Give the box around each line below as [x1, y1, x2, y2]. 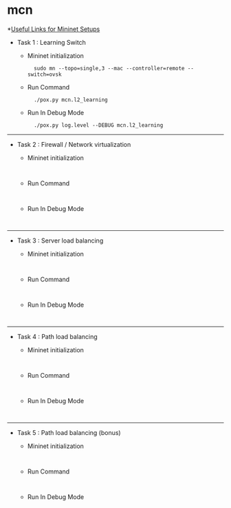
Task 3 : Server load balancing [16, 236, 104, 245]
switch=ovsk [27, 71, 62, 78]
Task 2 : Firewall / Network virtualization [16, 140, 131, 148]
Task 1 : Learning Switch [16, 38, 86, 46]
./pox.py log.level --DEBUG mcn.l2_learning [33, 121, 164, 129]
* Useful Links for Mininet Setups [7, 25, 100, 33]
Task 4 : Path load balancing [16, 332, 98, 341]
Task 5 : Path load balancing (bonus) [16, 428, 122, 436]
